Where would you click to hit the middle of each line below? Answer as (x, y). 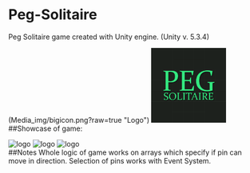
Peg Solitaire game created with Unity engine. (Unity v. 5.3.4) (109, 37)
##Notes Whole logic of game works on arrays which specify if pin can (125, 152)
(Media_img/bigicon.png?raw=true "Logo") (79, 120)
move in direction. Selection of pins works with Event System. (110, 160)
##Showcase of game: (46, 128)
